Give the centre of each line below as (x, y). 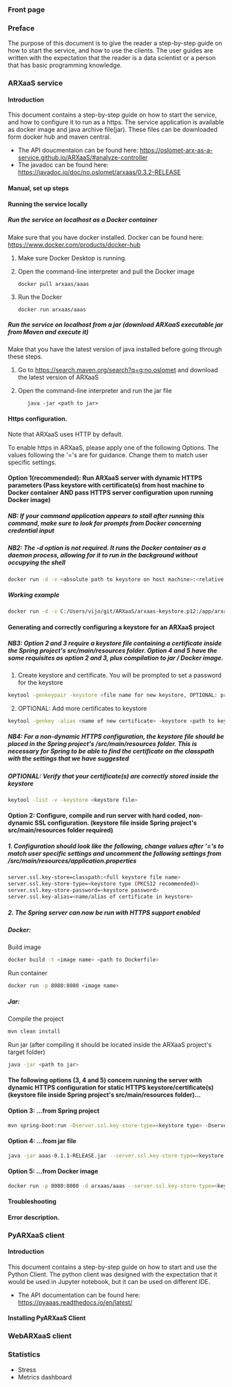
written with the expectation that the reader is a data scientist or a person (112, 58)
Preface (21, 28)
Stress (27, 1370)
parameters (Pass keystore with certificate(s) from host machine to (106, 486)
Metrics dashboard (44, 1377)
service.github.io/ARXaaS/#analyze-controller (83, 157)
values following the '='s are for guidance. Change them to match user (108, 455)
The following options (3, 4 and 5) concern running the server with (105, 1080)
